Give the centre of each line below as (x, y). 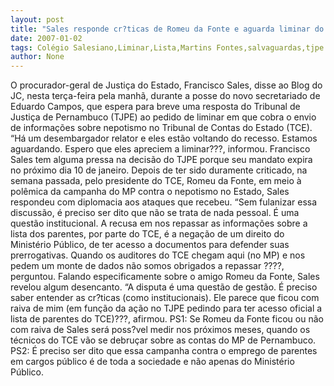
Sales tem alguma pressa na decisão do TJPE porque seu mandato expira (161, 160)
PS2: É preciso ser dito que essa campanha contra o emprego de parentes (164, 351)
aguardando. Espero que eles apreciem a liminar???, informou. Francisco (160, 149)
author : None (37, 57)
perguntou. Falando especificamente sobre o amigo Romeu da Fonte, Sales (165, 277)
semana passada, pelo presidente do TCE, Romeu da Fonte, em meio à (156, 181)
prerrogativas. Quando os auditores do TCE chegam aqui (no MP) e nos (158, 255)
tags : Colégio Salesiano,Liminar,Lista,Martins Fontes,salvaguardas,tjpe (167, 47)
